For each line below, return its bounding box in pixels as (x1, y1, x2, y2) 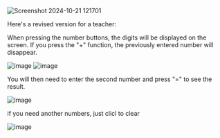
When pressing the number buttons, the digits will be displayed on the (7, 33, 207, 42)
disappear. (7, 49, 37, 56)
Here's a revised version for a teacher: (7, 20, 117, 28)
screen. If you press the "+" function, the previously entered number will (7, 41, 214, 49)
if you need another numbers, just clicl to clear (7, 110, 140, 117)
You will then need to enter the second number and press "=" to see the (7, 75, 212, 83)
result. (7, 83, 26, 90)
